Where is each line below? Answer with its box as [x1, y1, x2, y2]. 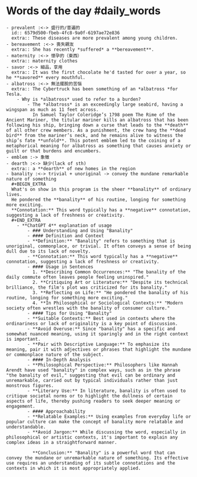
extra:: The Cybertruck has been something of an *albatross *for [11, 86, 178, 92]
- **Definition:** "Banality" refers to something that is [27, 238, 176, 244]
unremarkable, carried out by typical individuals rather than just [6, 377, 178, 383]
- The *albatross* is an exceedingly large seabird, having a [27, 102, 183, 107]
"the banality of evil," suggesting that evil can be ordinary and [6, 372, 176, 378]
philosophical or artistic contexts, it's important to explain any [6, 434, 178, 440]
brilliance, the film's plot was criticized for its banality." [6, 285, 168, 290]
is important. [6, 336, 41, 342]
